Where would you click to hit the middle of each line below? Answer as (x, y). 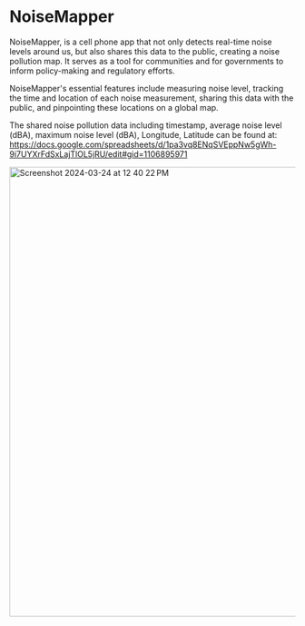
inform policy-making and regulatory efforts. (92, 71)
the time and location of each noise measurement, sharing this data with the (152, 98)
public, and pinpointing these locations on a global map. (114, 107)
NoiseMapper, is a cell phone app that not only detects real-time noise (141, 42)
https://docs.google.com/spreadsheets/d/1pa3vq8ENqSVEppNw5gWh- (143, 144)
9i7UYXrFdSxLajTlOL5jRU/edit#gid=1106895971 (98, 154)
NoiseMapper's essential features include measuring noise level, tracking (147, 88)
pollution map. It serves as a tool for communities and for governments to (147, 61)
